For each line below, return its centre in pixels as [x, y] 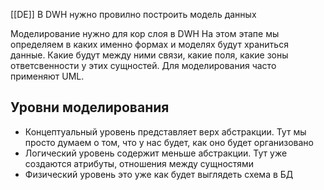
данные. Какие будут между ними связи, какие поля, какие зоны [149, 55]
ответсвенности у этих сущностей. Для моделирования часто [143, 65]
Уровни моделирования [90, 107]
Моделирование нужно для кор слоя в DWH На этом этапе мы [145, 33]
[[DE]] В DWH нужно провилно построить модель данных [133, 14]
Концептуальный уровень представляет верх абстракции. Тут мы [165, 131]
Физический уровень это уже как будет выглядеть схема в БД [159, 174]
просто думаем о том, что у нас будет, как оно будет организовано [169, 142]
